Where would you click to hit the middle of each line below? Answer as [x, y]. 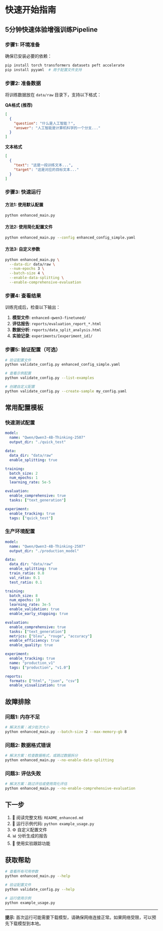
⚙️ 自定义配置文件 [30, 829]
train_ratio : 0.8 [27, 573]
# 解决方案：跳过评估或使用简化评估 [36, 784]
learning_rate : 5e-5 [30, 483]
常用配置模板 [24, 408]
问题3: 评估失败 [23, 773]
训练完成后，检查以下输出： [33, 307]
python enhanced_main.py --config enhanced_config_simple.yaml [70, 237]
